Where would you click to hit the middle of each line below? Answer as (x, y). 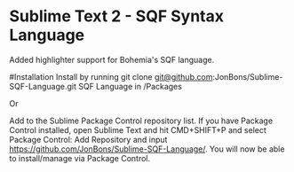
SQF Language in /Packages (130, 86)
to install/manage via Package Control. (80, 158)
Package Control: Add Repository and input (88, 139)
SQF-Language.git (43, 86)
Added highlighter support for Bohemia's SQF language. (112, 59)
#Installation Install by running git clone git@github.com (111, 76)
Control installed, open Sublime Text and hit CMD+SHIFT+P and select (138, 129)
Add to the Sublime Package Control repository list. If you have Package (141, 121)
